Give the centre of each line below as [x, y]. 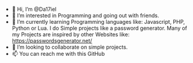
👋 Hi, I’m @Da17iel [34, 9]
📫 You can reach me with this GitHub [58, 54]
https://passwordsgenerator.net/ [52, 41]
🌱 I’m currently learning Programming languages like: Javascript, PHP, [98, 22]
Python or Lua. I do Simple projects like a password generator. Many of [99, 28]
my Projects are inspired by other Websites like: [71, 34]
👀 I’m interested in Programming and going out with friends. [85, 15]
